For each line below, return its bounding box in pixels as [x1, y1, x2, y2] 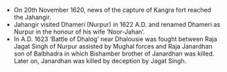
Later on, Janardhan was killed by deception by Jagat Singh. [13, 57, 187, 64]
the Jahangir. [13, 13, 52, 21]
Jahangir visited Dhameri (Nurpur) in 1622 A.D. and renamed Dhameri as [13, 21, 221, 28]
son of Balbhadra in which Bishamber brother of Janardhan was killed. [13, 49, 215, 58]
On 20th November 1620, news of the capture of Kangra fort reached [13, 6, 212, 14]
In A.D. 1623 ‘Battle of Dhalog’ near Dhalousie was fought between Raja [13, 35, 218, 43]
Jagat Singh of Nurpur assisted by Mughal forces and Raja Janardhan [13, 43, 212, 50]
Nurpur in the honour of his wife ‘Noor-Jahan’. [13, 27, 145, 36]
